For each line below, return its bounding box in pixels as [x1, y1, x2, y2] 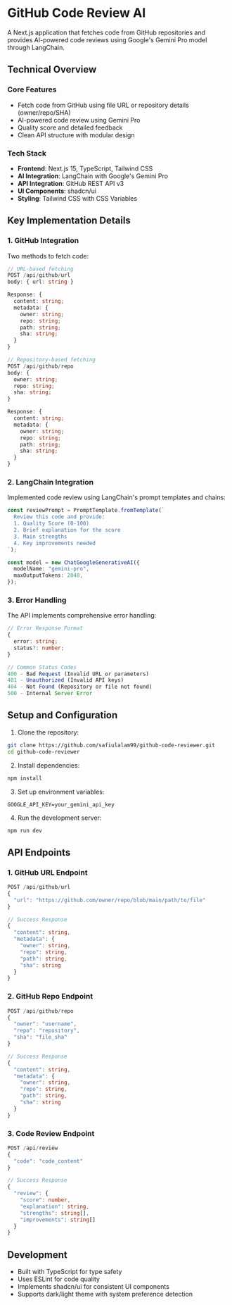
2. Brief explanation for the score [13, 527, 121, 534]
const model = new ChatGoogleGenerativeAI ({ [7, 558, 140, 566]
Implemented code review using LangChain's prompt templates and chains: [7, 493, 226, 501]
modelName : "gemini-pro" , [13, 566, 90, 573]
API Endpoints [7, 847, 71, 858]
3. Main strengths [13, 533, 68, 540]
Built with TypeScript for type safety [17, 1268, 122, 1276]
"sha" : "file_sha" [13, 1034, 68, 1041]
